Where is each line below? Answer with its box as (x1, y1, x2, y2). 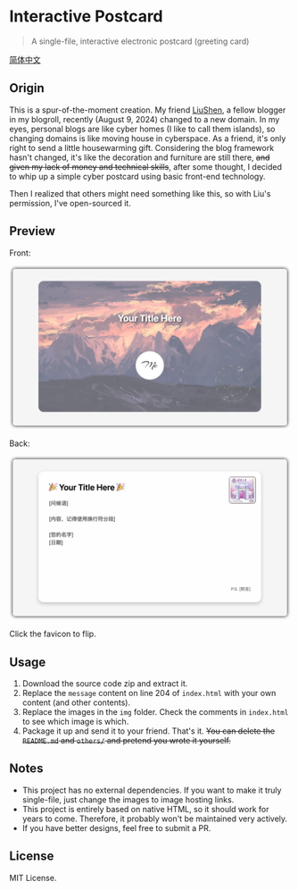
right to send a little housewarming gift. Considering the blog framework (9, 142, 275, 153)
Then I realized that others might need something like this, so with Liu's (9, 188, 271, 198)
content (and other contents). (21, 697, 131, 708)
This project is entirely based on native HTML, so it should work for (21, 803, 269, 814)
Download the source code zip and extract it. (21, 678, 188, 689)
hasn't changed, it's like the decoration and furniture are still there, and (9, 152, 270, 163)
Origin (9, 80, 45, 96)
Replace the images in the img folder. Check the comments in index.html (21, 707, 289, 718)
